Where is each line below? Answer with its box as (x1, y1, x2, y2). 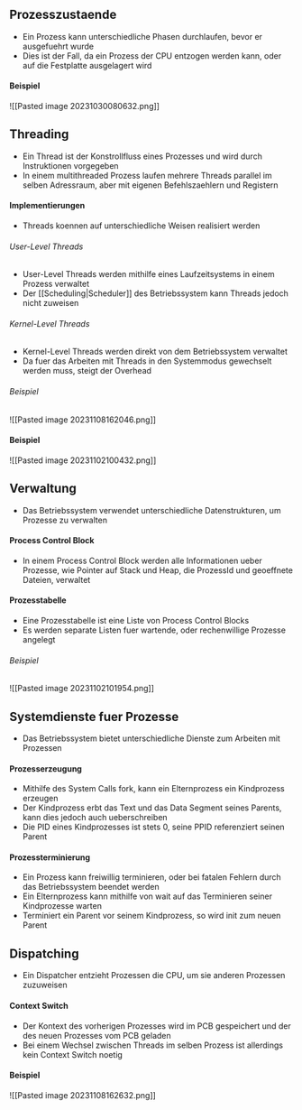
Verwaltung (9, 481, 77, 496)
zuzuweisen (22, 979, 68, 991)
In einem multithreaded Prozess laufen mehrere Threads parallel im (22, 170, 272, 180)
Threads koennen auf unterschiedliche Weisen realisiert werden (22, 220, 261, 231)
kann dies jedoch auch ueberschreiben (22, 812, 169, 823)
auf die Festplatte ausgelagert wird (22, 60, 152, 70)
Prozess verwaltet (22, 279, 90, 290)
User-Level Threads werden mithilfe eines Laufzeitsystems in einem (22, 269, 275, 280)
